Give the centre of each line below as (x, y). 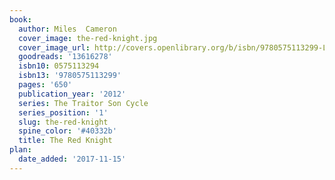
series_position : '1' (63, 112)
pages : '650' (45, 85)
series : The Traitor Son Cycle (83, 103)
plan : (20, 150)
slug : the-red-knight (63, 122)
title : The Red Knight (65, 141)
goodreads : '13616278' (65, 57)
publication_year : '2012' (72, 94)
